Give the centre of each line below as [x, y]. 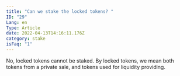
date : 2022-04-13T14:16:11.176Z [45, 33]
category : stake [26, 39]
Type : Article [23, 28]
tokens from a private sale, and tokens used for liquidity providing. [86, 67]
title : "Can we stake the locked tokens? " [60, 11]
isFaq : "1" [19, 44]
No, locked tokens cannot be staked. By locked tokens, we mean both [90, 61]
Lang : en [17, 22]
